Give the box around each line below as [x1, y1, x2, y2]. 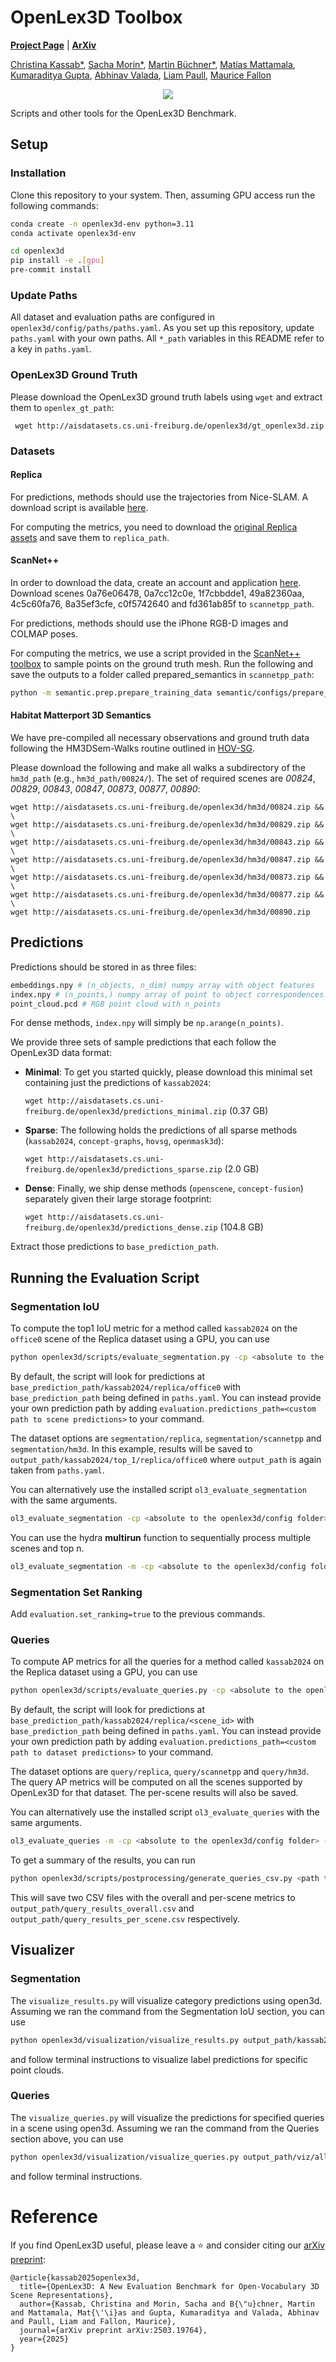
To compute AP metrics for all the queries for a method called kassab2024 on [10, 1656, 325, 1668]
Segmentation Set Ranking [10, 1585, 143, 1599]
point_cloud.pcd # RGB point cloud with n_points [10, 999, 222, 1009]
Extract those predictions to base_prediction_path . [10, 1241, 220, 1253]
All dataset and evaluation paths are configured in [10, 311, 215, 323]
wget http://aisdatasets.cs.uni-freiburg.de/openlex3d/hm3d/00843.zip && [10, 837, 325, 847]
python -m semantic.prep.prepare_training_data [10, 687, 213, 698]
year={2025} [19, 2334, 70, 2344]
